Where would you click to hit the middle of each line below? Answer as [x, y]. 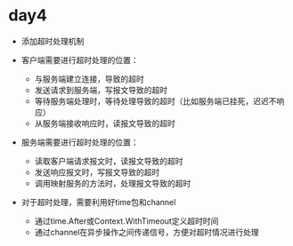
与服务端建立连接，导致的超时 [89, 79]
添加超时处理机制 [53, 41]
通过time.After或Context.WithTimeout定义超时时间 [126, 221]
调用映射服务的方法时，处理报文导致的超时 [113, 183]
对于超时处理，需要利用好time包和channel [98, 202]
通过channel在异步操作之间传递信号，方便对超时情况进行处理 [146, 232]
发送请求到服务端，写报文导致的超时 [101, 90]
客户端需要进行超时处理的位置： [80, 60]
